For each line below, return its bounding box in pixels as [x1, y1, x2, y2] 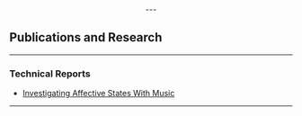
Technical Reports [9, 67, 92, 80]
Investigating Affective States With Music [22, 88, 175, 99]
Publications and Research [9, 30, 163, 45]
